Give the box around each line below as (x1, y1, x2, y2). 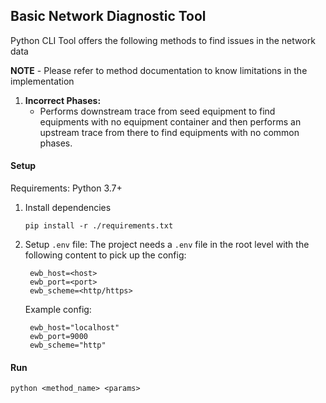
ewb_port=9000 (29, 332, 89, 342)
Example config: (24, 304, 92, 316)
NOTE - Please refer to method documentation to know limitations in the (10, 64, 308, 76)
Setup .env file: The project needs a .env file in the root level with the (24, 239, 310, 251)
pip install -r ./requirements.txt (24, 221, 174, 231)
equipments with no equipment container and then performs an (39, 115, 302, 128)
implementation (10, 75, 75, 87)
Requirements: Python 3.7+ (10, 182, 123, 194)
